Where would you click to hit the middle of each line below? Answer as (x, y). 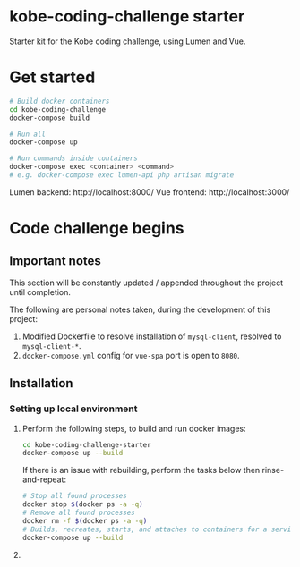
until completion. (40, 292)
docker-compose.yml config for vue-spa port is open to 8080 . (131, 355)
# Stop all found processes (74, 496)
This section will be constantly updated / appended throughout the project (146, 283)
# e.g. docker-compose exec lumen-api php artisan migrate (122, 175)
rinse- (273, 470)
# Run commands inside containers (74, 158)
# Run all (28, 134)
